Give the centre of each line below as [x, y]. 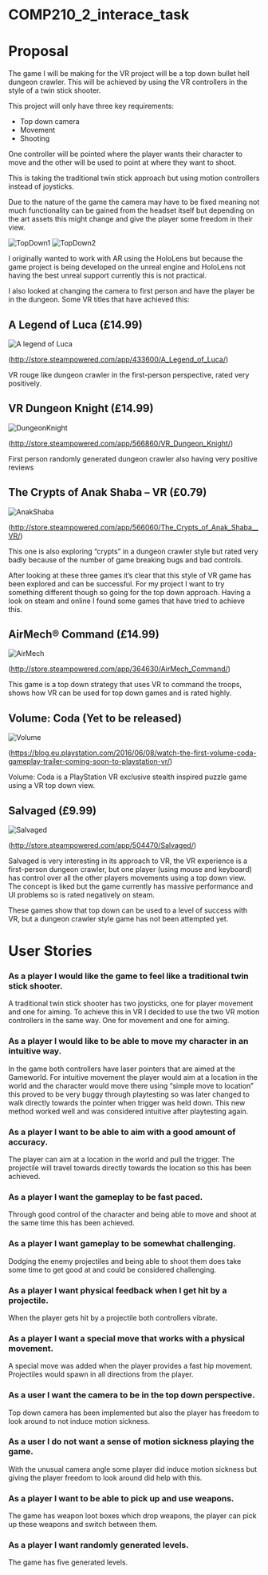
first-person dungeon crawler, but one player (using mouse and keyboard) [130, 869]
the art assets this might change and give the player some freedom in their [131, 219]
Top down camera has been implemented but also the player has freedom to [134, 1413]
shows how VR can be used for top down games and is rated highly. [120, 693]
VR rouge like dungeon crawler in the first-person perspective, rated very [129, 374]
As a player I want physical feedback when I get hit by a [118, 1290]
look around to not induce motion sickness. [79, 1421]
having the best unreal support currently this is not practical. [108, 276]
